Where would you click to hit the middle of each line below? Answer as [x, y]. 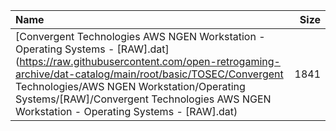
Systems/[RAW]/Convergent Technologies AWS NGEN [143, 99]
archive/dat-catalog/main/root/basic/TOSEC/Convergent [149, 74]
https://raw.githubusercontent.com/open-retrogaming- [150, 61]
